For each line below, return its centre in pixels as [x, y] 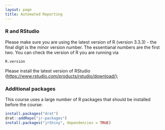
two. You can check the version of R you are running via [62, 52]
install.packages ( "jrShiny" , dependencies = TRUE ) [58, 123]
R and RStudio [22, 31]
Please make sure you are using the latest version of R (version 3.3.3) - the [81, 42]
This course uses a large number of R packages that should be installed [78, 99]
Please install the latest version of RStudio [48, 71]
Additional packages [30, 89]
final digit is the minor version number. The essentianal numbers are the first [82, 47]
